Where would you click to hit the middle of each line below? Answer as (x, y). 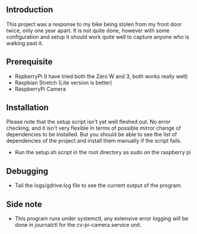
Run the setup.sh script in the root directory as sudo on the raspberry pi (103, 152)
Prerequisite (29, 62)
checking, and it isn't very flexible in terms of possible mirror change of (94, 128)
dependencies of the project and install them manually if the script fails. (94, 141)
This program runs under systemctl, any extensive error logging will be (101, 219)
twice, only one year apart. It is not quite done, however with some (88, 30)
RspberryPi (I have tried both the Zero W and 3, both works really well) (101, 76)
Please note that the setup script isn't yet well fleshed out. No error (88, 122)
